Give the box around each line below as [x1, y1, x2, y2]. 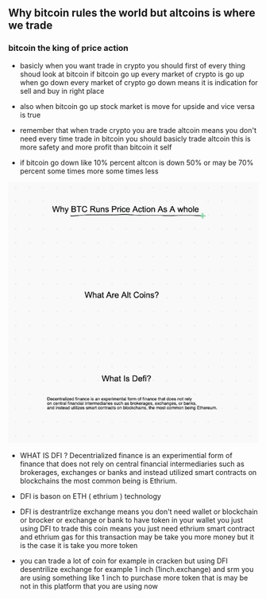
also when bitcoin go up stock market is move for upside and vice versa [19, 101, 256, 111]
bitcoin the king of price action [8, 43, 129, 54]
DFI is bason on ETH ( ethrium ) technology [19, 491, 161, 500]
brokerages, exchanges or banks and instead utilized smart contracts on [19, 467, 257, 476]
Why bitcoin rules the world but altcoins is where [8, 6, 256, 20]
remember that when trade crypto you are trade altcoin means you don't [19, 125, 256, 134]
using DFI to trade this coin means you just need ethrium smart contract [19, 523, 256, 533]
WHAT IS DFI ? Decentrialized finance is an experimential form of [19, 450, 233, 460]
